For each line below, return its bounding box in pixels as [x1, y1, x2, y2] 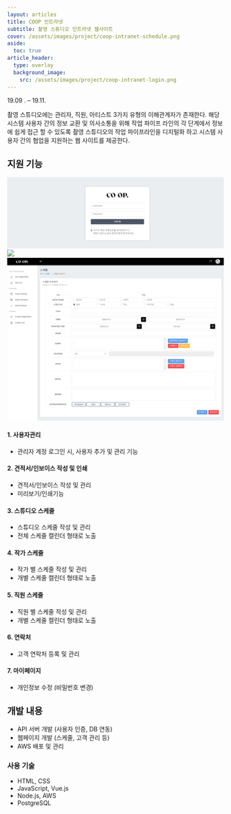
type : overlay [13, 62, 54, 69]
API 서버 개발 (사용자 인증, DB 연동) [16, 725, 113, 733]
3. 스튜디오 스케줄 [7, 506, 55, 515]
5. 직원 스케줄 [7, 591, 43, 599]
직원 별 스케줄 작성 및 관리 [16, 607, 87, 615]
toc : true [13, 47, 41, 54]
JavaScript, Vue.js [16, 784, 69, 793]
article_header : [7, 55, 54, 62]
